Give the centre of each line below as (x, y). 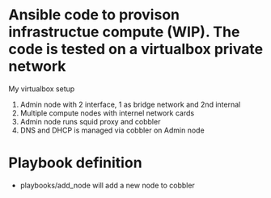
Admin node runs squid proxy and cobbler (90, 121)
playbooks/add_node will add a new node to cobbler (108, 185)
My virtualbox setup (42, 88)
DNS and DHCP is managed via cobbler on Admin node (112, 130)
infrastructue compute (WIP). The (124, 32)
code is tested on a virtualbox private (136, 49)
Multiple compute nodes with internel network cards (107, 113)
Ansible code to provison (94, 15)
